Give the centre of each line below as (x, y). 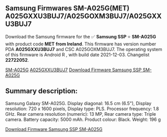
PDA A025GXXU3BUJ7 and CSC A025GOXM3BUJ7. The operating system (84, 49)
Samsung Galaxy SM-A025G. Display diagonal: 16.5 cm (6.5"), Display (78, 103)
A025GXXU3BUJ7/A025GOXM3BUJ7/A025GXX (83, 16)
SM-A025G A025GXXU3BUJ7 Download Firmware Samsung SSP (74, 70)
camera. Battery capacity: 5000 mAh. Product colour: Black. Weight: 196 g (83, 119)
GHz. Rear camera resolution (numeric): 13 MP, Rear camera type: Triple (81, 114)
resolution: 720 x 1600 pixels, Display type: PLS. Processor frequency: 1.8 (82, 109)
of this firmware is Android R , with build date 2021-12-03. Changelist (77, 55)
